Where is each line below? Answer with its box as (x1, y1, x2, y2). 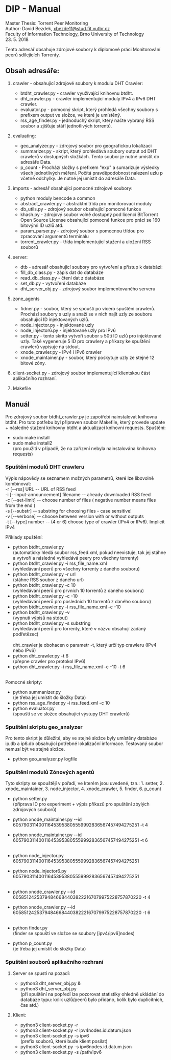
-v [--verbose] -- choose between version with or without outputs (5, 513, 144, 519)
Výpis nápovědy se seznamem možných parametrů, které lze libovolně (5, 475, 154, 481)
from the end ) (5, 502, 36, 508)
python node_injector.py (12, 853, 64, 859)
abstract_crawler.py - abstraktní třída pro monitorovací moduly (20, 200, 152, 206)
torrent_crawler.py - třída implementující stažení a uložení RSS (20, 239, 151, 245)
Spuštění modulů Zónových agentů (5, 769, 94, 776)
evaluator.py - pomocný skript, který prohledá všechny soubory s (20, 106, 158, 113)
